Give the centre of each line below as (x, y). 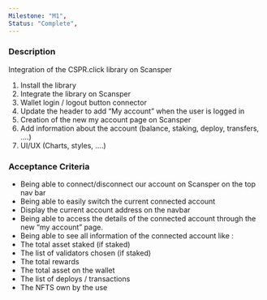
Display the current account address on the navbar (105, 210)
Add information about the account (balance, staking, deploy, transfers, (140, 128)
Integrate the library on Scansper (75, 93)
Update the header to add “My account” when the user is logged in (132, 111)
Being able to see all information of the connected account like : (127, 236)
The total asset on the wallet (67, 270)
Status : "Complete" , (43, 24)
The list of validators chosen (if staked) (86, 253)
